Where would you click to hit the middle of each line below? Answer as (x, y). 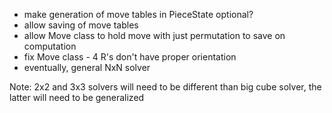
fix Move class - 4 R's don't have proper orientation (130, 57)
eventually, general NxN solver (87, 67)
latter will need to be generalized (77, 97)
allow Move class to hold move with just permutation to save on (154, 35)
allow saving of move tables (81, 25)
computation (50, 46)
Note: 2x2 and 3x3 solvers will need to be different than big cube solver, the (165, 87)
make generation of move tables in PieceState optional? (138, 14)
